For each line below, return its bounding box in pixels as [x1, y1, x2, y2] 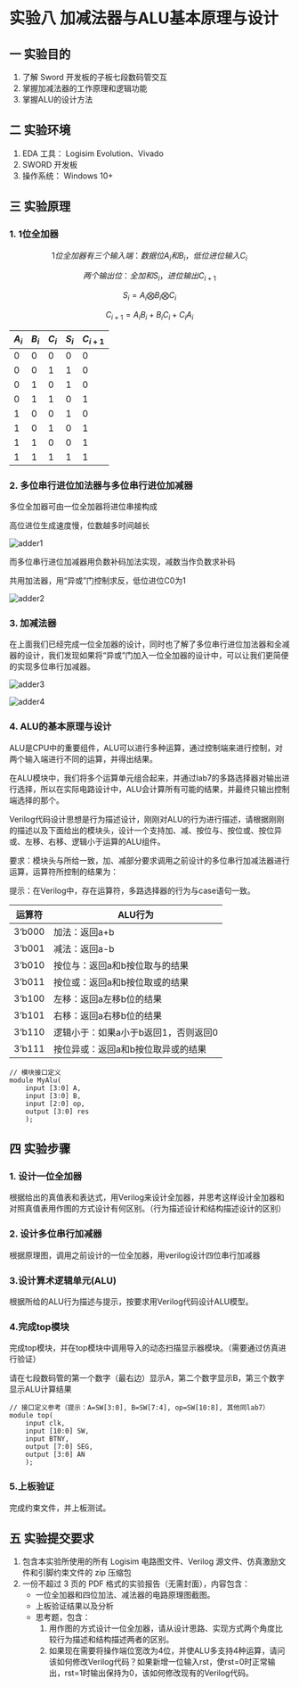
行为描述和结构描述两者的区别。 [56, 1634, 174, 1645]
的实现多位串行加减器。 [9, 661, 95, 672]
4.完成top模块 [9, 1320, 69, 1333]
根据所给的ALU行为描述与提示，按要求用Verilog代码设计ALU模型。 [9, 1296, 254, 1307]
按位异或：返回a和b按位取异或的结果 [53, 1043, 207, 1055]
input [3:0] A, [25, 1083, 82, 1093]
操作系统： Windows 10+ [21, 170, 114, 181]
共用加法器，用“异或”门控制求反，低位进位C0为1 [9, 575, 187, 586]
